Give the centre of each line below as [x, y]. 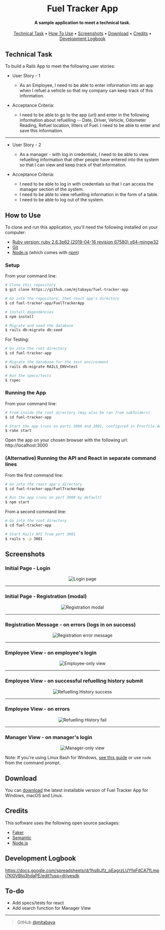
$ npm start [17, 502]
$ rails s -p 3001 [24, 539]
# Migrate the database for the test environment [57, 362]
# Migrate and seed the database [39, 326]
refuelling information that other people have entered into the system [89, 160]
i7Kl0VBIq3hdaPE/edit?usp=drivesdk [42, 875]
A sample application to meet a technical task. [82, 22]
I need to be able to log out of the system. [62, 200]
